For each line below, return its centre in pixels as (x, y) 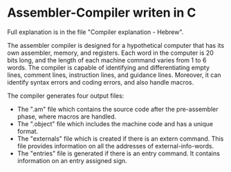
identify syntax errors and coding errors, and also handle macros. (101, 82)
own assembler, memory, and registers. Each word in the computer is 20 (111, 53)
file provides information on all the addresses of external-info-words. (115, 146)
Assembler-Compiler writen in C (102, 13)
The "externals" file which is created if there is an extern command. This (120, 138)
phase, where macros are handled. (67, 117)
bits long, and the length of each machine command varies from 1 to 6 (107, 60)
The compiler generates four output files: (66, 96)
